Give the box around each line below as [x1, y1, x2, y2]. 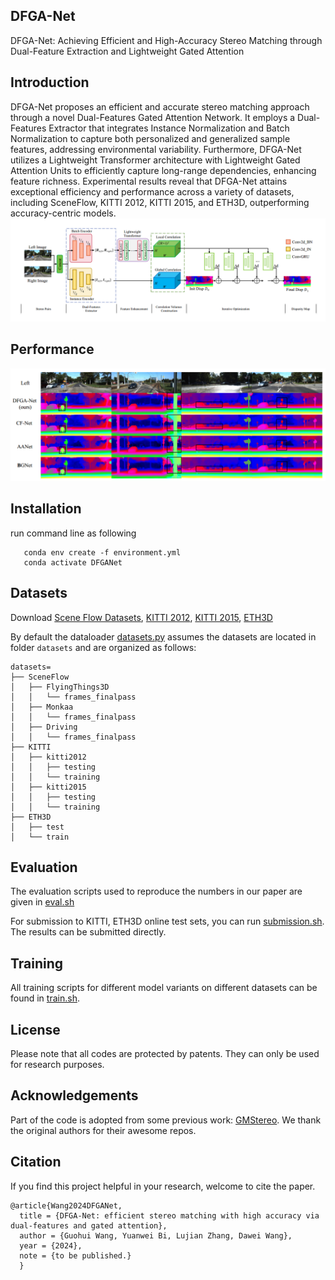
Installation [10, 500, 82, 518]
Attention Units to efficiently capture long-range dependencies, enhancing [10, 164, 317, 176]
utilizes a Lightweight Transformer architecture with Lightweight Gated [10, 154, 301, 166]
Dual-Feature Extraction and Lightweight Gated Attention [10, 45, 245, 57]
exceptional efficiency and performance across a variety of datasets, [10, 185, 295, 198]
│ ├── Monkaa [10, 702, 74, 712]
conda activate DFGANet [23, 557, 123, 568]
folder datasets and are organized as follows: [10, 641, 197, 653]
